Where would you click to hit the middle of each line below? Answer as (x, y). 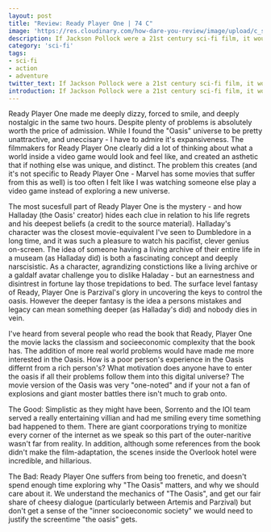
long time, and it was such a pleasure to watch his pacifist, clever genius (129, 241)
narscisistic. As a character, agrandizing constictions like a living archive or (133, 266)
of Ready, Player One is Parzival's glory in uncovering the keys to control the (135, 292)
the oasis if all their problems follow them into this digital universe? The (126, 377)
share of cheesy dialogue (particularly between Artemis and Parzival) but (130, 502)
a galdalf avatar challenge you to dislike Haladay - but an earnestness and (131, 275)
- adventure (28, 76)
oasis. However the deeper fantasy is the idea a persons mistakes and (125, 301)
